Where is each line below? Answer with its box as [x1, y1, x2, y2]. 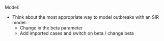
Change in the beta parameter [19, 25, 83, 31]
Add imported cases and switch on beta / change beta [19, 30, 134, 36]
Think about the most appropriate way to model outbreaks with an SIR [12, 14, 159, 20]
